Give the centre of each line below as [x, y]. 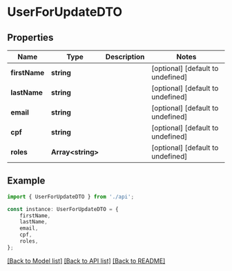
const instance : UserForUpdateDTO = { [63, 209]
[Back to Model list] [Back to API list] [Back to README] [86, 261]
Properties [30, 38]
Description [125, 57]
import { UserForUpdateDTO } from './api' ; [71, 197]
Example [26, 181]
